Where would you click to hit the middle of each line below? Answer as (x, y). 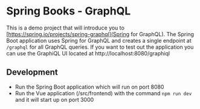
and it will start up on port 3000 (54, 99)
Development (32, 73)
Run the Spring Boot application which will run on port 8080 (89, 87)
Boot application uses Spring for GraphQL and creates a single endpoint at (99, 40)
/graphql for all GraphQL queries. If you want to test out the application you (100, 47)
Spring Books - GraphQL (69, 11)
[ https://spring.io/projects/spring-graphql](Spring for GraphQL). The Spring (100, 34)
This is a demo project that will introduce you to (66, 28)
